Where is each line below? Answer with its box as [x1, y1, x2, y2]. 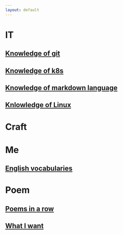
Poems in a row [5, 204, 54, 213]
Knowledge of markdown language [5, 83, 117, 92]
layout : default [5, 7, 39, 13]
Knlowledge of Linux [5, 101, 72, 109]
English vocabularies [5, 164, 73, 173]
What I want [5, 222, 44, 230]
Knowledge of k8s [5, 66, 64, 75]
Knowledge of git [5, 49, 60, 58]
